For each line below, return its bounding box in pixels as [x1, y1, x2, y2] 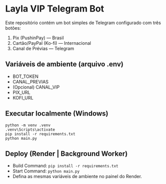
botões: [5, 25, 21, 31]
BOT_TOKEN [12, 73, 39, 79]
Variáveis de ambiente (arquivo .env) [5, 60, 124, 68]
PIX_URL [12, 89, 31, 96]
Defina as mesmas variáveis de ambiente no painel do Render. [12, 173, 142, 179]
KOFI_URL [12, 95, 34, 101]
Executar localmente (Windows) [5, 109, 108, 118]
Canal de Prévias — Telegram [12, 45, 74, 51]
